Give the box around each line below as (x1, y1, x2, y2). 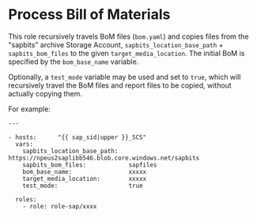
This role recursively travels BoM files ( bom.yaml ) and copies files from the (8, 32, 249, 41)
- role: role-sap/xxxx (22, 202, 97, 210)
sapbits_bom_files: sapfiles (22, 160, 157, 169)
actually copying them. (8, 88, 83, 98)
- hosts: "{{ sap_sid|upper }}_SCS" (8, 133, 147, 141)
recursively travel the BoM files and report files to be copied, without (8, 81, 232, 90)
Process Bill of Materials (8, 6, 171, 24)
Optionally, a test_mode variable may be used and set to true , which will (8, 72, 241, 81)
